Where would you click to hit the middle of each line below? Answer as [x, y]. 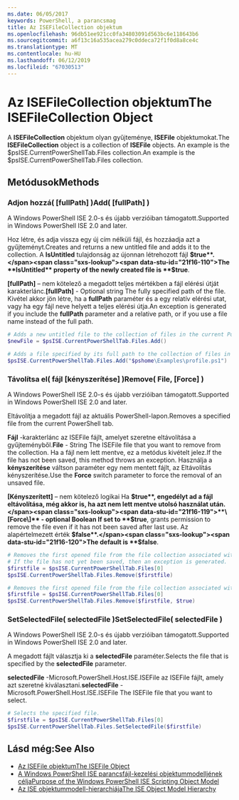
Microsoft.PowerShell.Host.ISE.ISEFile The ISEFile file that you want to [110, 693]
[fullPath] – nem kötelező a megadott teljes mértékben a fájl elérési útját [113, 284]
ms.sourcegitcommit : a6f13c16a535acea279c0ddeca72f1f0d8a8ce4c [103, 41]
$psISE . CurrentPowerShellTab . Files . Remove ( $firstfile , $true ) [101, 601]
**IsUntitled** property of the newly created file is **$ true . [99, 270]
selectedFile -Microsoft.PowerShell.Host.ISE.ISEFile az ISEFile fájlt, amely [116, 677]
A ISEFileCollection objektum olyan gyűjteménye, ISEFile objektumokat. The [118, 137]
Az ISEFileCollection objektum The [110, 102]
